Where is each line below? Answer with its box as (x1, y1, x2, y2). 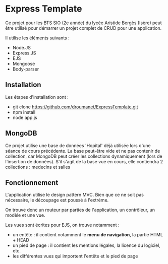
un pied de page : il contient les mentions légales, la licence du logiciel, (12, 242, 160, 248)
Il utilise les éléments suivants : (5, 35, 70, 41)
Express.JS (12, 50, 36, 56)
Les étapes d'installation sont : (5, 94, 69, 100)
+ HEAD (12, 237, 29, 243)
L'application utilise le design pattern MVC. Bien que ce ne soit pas (5, 192, 144, 198)
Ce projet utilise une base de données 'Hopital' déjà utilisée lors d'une (5, 142, 151, 149)
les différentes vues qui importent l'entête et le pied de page (12, 253, 138, 259)
